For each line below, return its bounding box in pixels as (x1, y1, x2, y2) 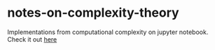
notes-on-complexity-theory (7, 5, 180, 21)
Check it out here (7, 35, 57, 43)
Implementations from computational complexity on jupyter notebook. (7, 28, 209, 36)
